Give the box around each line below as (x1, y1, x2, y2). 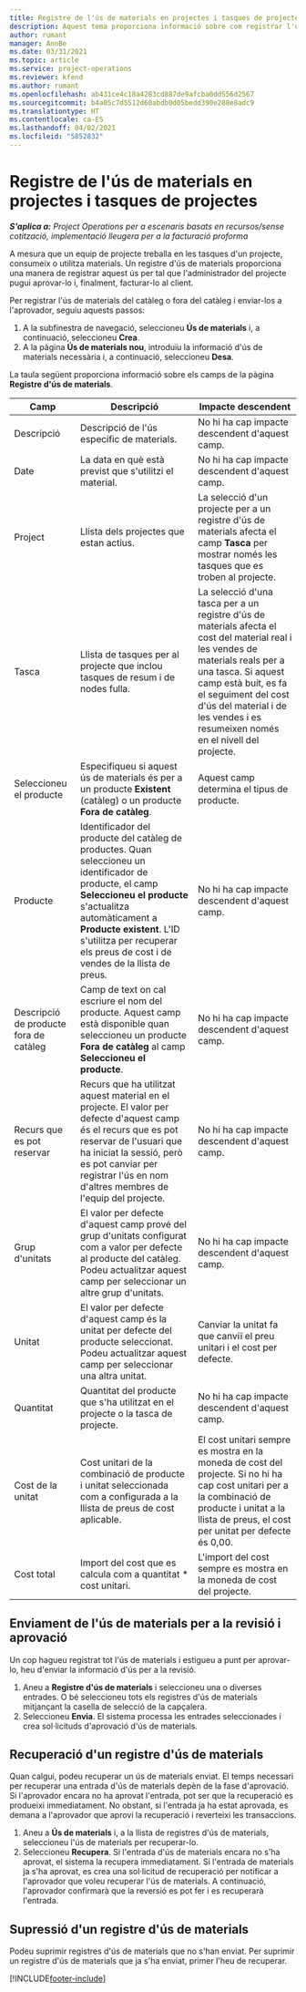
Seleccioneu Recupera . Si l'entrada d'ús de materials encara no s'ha (22, 1847, 280, 1858)
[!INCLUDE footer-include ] (9, 1973, 107, 1984)
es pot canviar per (80, 1157, 158, 1170)
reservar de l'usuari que (80, 1134, 183, 1147)
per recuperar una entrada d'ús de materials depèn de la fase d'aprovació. (9, 1780, 290, 1791)
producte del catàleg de (80, 831, 182, 844)
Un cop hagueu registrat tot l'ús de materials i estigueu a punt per (9, 1654, 257, 1665)
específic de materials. (80, 432, 178, 445)
